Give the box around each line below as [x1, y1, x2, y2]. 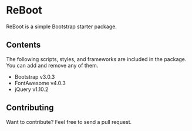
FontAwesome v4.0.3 [14, 79, 66, 86]
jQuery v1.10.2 [14, 86, 49, 93]
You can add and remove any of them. [6, 62, 99, 69]
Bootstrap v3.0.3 [14, 73, 55, 80]
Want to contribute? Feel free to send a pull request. [6, 118, 132, 125]
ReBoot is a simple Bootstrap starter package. [6, 23, 117, 30]
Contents [6, 40, 41, 50]
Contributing [6, 103, 54, 113]
